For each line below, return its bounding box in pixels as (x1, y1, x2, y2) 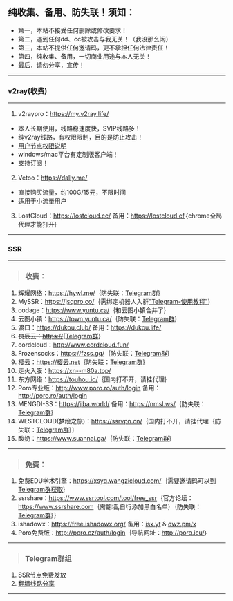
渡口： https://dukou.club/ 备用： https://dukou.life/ (17, 323, 162, 332)
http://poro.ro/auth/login (17, 391, 87, 399)
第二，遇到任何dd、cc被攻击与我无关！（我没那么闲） (17, 35, 172, 43)
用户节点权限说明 (17, 142, 67, 150)
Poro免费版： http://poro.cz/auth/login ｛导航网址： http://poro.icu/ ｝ (17, 528, 208, 537)
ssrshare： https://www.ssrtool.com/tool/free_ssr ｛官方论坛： (17, 494, 194, 502)
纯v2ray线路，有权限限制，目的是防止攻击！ (17, 133, 144, 142)
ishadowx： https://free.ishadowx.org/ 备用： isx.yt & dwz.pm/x (17, 520, 196, 528)
